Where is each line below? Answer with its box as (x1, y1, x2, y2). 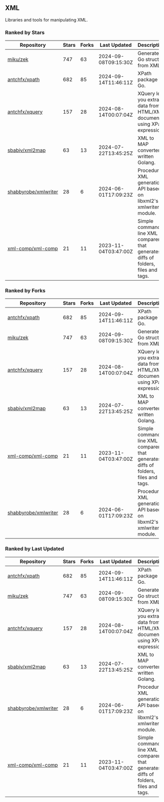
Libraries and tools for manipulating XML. (5, 17, 88, 22)
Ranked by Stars (5, 29, 45, 36)
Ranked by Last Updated (5, 545, 64, 552)
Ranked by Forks (5, 288, 45, 294)
